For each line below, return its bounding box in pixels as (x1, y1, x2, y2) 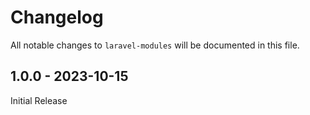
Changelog (10, 6, 104, 29)
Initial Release (10, 94, 68, 106)
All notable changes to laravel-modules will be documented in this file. (10, 39, 300, 51)
